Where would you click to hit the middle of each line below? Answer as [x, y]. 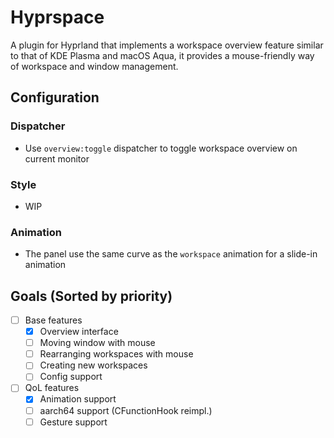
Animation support [78, 399]
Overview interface [79, 332]
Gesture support [73, 422]
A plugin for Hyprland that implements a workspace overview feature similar [167, 45]
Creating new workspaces [93, 365]
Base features [53, 320]
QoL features [52, 388]
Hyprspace [57, 17]
